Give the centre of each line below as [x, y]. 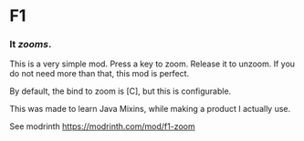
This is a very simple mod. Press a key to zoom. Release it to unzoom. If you [152, 64]
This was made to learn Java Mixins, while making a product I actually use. [150, 109]
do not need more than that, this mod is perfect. [100, 74]
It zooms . [31, 45]
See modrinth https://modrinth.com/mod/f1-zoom [102, 126]
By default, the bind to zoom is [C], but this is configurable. [121, 91]
